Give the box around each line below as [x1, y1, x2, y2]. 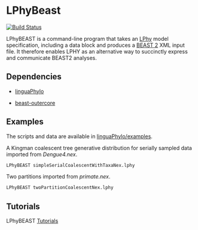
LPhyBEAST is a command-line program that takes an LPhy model [6, 35, 169, 42]
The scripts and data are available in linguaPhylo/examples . [6, 133, 153, 140]
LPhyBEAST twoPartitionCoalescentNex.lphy [6, 184, 114, 191]
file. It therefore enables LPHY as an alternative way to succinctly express [6, 47, 188, 55]
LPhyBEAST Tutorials [6, 217, 59, 225]
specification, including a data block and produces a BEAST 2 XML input [6, 41, 185, 49]
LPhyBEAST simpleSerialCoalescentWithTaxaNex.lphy [6, 162, 135, 168]
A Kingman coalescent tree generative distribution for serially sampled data [6, 144, 193, 151]
